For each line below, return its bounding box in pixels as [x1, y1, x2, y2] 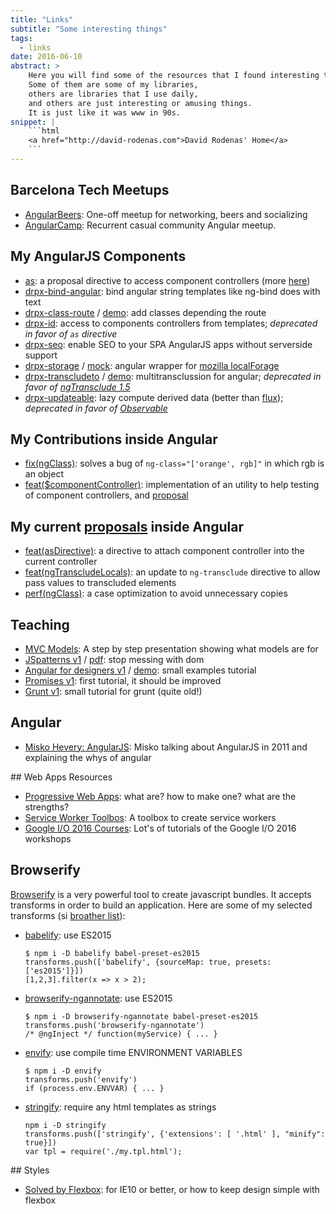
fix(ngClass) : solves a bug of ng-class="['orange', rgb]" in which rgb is [24, 457, 325, 470]
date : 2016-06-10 [10, 52, 83, 62]
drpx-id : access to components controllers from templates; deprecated [24, 317, 318, 329]
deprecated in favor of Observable [24, 402, 168, 414]
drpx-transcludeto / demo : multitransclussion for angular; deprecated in [24, 370, 322, 382]
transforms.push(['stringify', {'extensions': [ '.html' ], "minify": [24, 1129, 326, 1139]
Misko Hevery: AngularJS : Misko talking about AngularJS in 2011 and [24, 741, 308, 753]
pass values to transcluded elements [24, 577, 177, 589]
